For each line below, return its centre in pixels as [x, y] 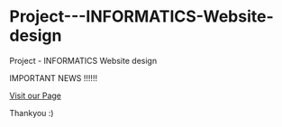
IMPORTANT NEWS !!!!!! [53, 77]
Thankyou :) [32, 113]
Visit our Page [35, 95]
